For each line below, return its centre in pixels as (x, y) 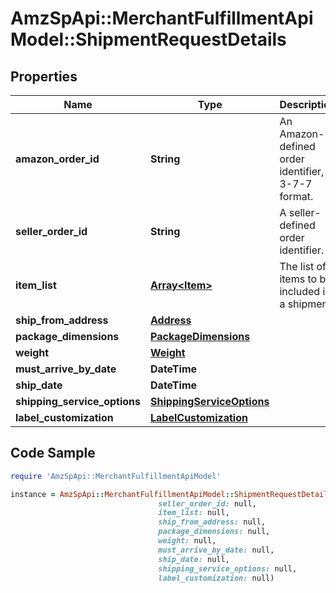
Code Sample (53, 453)
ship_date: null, (194, 559)
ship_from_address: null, (212, 522)
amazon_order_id (57, 159)
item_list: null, (194, 513)
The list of (303, 266)
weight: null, (187, 541)
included (300, 291)
